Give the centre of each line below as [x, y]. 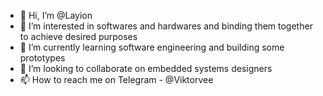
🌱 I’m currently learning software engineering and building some [152, 47]
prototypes [42, 58]
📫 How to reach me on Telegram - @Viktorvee [116, 79]
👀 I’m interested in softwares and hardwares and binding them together [166, 26]
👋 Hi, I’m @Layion [56, 15]
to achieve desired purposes [78, 36]
